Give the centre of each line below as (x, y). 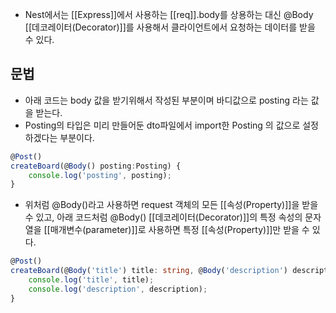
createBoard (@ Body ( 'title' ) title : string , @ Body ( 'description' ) (149, 271)
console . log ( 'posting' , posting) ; (100, 175)
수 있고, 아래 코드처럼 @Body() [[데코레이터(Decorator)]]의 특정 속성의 (163, 217)
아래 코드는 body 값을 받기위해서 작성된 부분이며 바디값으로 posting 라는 (166, 100)
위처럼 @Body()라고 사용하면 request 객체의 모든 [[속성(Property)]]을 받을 (171, 205)
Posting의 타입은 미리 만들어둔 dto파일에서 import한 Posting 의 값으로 (162, 125)
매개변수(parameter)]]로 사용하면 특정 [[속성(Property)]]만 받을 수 (179, 230)
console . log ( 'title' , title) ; (91, 280)
